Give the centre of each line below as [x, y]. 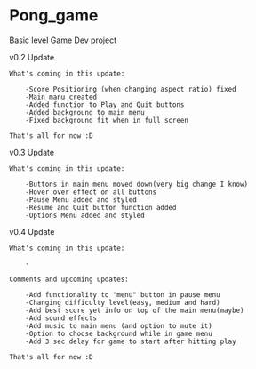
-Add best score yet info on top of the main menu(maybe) [135, 310]
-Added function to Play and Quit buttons [105, 104]
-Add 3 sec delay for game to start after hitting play [131, 341]
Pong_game [54, 16]
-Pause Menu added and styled [81, 200]
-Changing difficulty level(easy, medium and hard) [123, 302]
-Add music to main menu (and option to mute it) [119, 325]
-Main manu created [61, 97]
